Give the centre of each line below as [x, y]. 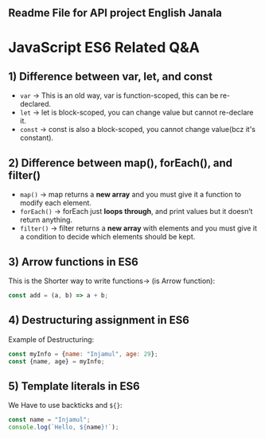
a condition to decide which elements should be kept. [107, 237]
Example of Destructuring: [51, 339]
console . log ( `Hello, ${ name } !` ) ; [64, 427]
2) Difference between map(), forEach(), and [121, 163]
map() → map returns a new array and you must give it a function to [131, 195]
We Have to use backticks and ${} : [65, 406]
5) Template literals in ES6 [74, 386]
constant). [37, 138]
